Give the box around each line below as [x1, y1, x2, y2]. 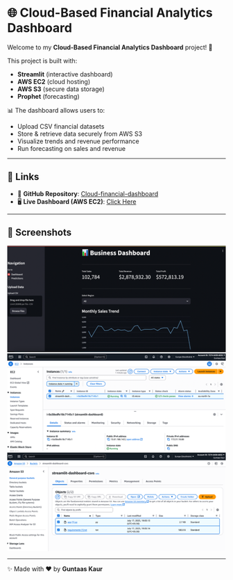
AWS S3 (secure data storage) [17, 85, 105, 93]
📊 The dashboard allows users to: [7, 106, 105, 114]
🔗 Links [7, 171, 40, 183]
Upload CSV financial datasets [17, 122, 105, 130]
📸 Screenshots [7, 227, 72, 239]
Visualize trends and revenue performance [17, 137, 140, 145]
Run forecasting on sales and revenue [17, 144, 126, 152]
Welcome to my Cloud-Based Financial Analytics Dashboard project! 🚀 [7, 43, 213, 51]
